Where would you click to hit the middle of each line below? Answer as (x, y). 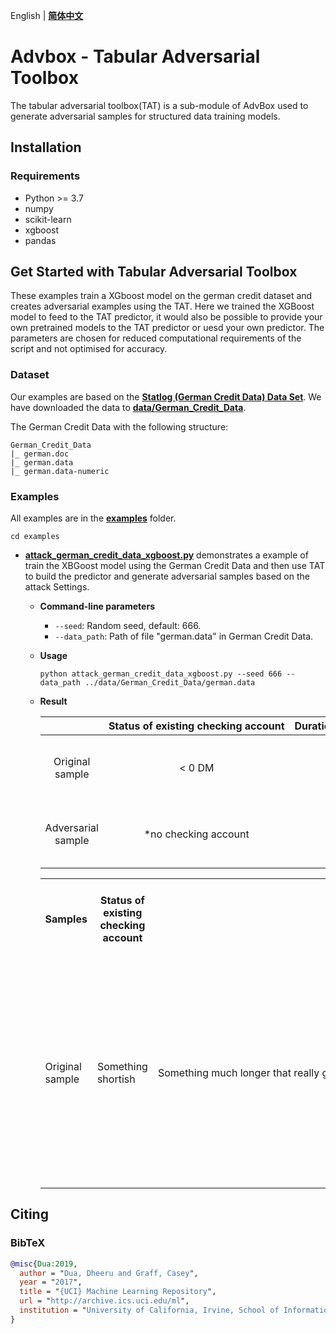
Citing (29, 1214)
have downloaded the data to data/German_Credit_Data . (128, 407)
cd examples (35, 537)
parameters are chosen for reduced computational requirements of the (156, 338)
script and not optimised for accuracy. (89, 349)
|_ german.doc (40, 454)
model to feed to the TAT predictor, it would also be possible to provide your (166, 317)
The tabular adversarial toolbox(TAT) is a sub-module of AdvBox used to (159, 105)
